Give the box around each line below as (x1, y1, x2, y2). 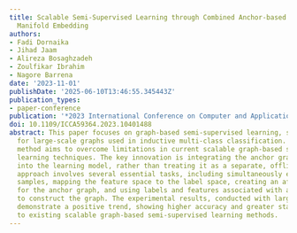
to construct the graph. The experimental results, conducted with (17, 194, 271, 204)
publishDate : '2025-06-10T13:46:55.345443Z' (9, 87, 176, 96)
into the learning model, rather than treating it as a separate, (17, 161, 267, 170)
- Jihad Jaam (9, 46, 57, 55)
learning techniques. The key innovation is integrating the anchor (17, 152, 275, 162)
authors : (9, 29, 42, 38)
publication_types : (9, 95, 81, 105)
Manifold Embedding (17, 21, 89, 30)
